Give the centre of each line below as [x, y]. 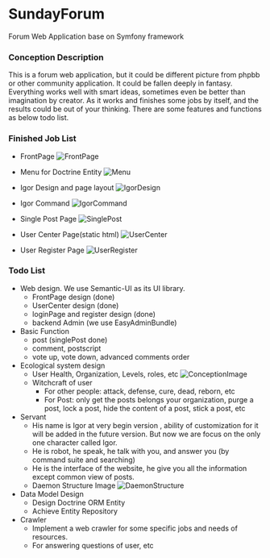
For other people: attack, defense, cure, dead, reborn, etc [139, 391]
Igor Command [45, 203]
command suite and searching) [83, 460]
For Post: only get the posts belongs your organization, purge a [149, 399]
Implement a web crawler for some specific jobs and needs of [135, 528]
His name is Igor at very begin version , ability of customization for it [145, 425]
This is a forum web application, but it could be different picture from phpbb [134, 75]
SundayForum [56, 14]
